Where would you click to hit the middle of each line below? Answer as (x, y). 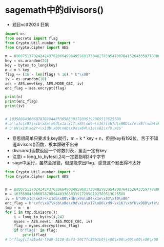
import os (15, 34)
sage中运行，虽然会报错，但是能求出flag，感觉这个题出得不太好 (76, 162)
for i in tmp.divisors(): (31, 212)
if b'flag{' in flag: (36, 230)
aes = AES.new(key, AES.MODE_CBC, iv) (44, 84)
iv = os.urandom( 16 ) (26, 79)
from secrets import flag (31, 38)
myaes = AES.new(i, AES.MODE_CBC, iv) (53, 221)
